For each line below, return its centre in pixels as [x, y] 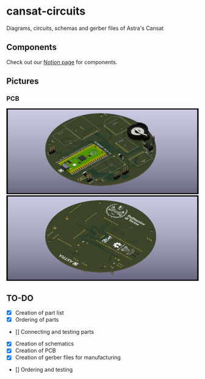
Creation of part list [39, 313]
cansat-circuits [46, 11]
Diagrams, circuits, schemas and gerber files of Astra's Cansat [85, 28]
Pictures [23, 81]
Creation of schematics [45, 344]
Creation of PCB [35, 351]
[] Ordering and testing [44, 370]
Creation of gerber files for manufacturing [68, 358]
